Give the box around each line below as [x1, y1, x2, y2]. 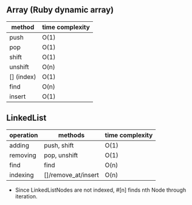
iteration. [15, 192, 38, 200]
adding [9, 141, 29, 149]
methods [58, 130, 85, 139]
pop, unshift [43, 151, 78, 160]
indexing [9, 170, 34, 179]
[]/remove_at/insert [43, 170, 99, 179]
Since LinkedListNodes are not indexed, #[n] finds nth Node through [15, 186, 187, 193]
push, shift [43, 141, 74, 149]
